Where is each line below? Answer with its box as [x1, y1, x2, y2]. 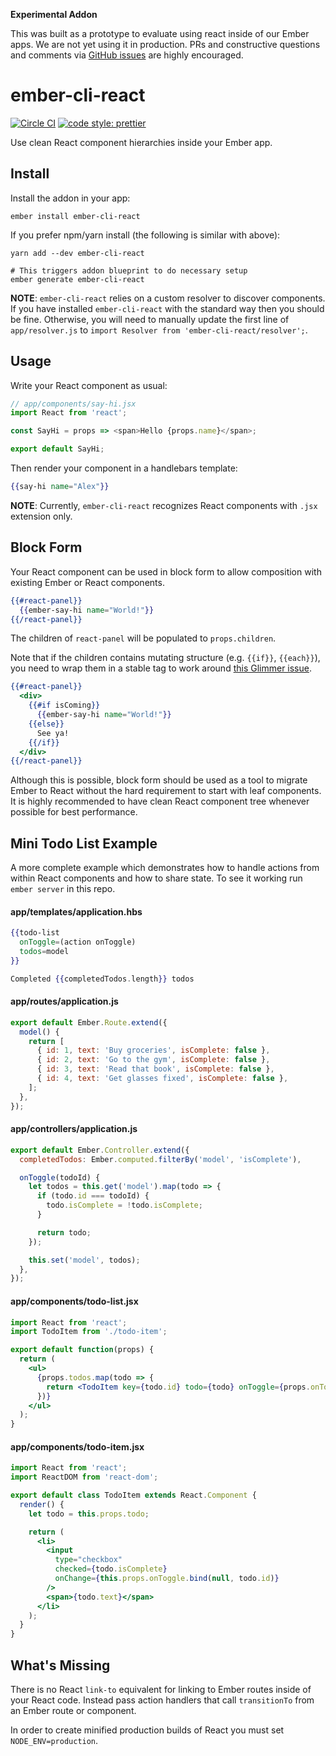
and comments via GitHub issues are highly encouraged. [10, 49, 244, 61]
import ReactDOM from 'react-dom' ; [10, 1472, 159, 1483]
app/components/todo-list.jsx [10, 1295, 139, 1307]
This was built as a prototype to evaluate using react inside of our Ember [10, 28, 310, 39]
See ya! [36, 728, 70, 738]
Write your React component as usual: [10, 379, 168, 391]
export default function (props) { [10, 1345, 155, 1355]
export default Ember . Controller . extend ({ [10, 1145, 190, 1155]
